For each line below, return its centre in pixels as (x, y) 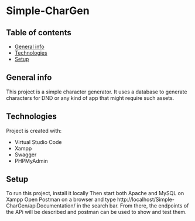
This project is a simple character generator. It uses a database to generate (97, 92)
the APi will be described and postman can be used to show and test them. (96, 212)
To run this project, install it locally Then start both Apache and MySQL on (95, 193)
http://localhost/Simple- (146, 200)
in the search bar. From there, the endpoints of (133, 206)
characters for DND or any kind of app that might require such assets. (90, 98)
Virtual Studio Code (38, 142)
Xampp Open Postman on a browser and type (61, 200)
